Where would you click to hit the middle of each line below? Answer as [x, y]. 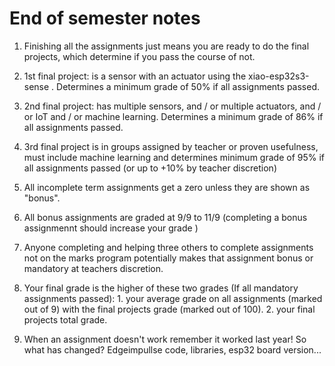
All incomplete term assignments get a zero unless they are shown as [167, 187]
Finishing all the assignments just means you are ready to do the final [166, 46]
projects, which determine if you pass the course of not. [139, 56]
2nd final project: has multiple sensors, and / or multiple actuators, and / [172, 106]
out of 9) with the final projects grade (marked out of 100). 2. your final [169, 309]
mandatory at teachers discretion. [93, 268]
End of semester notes [105, 18]
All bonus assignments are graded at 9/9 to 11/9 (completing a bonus [165, 217]
